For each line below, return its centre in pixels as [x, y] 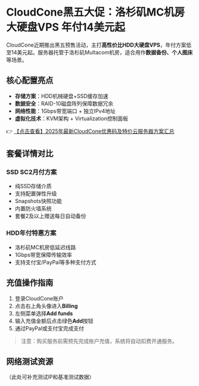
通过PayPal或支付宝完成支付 [49, 328]
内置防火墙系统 [33, 209]
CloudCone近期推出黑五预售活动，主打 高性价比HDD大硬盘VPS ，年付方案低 [99, 45]
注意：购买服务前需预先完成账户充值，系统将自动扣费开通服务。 [99, 341]
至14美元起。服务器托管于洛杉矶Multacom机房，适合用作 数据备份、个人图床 [99, 52]
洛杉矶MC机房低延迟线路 [45, 247]
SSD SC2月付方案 [32, 172]
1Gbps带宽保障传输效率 [43, 255]
